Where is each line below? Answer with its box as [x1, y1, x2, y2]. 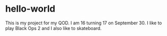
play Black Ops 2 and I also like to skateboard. [5, 25, 102, 31]
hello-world [5, 3, 56, 15]
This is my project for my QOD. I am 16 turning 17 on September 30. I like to [5, 20, 162, 26]
